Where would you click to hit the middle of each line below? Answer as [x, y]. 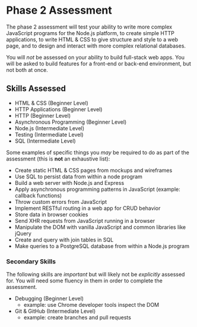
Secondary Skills [31, 261]
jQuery [23, 233]
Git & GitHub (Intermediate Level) [55, 311]
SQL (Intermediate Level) [45, 141]
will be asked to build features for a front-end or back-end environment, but [99, 64]
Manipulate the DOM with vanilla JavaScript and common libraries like [100, 227]
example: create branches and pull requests [77, 317]
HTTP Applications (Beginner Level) [58, 109]
